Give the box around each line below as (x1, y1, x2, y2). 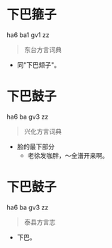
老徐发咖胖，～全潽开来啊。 (27, 151, 109, 159)
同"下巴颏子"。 (16, 60, 61, 69)
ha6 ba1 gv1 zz (6, 30, 50, 39)
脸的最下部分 (16, 142, 55, 151)
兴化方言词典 (23, 127, 62, 136)
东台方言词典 (23, 45, 62, 54)
